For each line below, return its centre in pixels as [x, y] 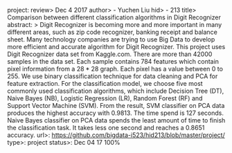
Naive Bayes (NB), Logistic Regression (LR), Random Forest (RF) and [105, 98]
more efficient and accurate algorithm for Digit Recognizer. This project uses [116, 47]
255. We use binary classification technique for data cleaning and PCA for [113, 76]
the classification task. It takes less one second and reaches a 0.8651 [106, 128]
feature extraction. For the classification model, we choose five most [105, 83]
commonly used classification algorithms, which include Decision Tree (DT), [116, 91]
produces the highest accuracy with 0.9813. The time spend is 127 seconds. [115, 113]
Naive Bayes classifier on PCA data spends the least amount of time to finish [116, 120]
